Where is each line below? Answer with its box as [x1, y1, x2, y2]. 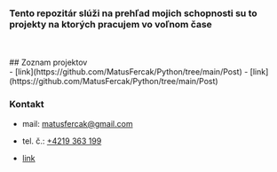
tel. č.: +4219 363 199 [21, 136, 102, 146]
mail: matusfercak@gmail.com [21, 118, 133, 129]
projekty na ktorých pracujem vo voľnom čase [9, 18, 213, 30]
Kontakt [9, 98, 44, 111]
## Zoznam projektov [9, 57, 88, 68]
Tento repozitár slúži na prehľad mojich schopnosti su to [9, 7, 257, 20]
